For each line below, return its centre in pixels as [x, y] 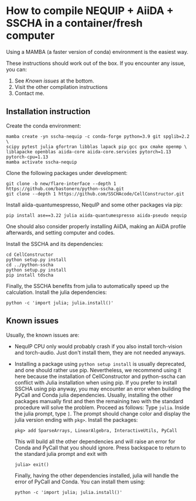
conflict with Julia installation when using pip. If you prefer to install [96, 382]
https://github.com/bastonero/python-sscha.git [65, 188]
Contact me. [30, 93]
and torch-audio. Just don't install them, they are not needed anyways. [100, 352]
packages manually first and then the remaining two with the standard [99, 401]
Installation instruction [48, 111]
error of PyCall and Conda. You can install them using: [80, 482]
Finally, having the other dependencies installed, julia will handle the [97, 475]
